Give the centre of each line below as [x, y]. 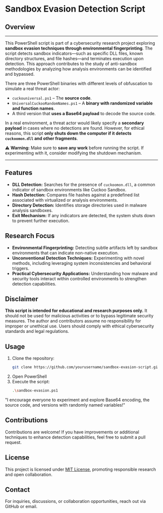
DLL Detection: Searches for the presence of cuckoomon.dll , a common [83, 184]
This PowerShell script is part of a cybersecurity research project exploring [80, 43]
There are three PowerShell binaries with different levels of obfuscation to [79, 83]
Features [19, 173]
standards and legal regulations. [37, 331]
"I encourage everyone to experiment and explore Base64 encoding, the [77, 400]
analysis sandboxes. [32, 210]
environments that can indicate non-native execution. [65, 253]
